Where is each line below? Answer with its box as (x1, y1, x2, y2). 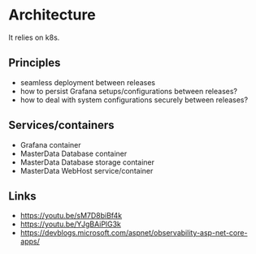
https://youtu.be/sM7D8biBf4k (20, 211, 123, 221)
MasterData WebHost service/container (20, 166, 154, 175)
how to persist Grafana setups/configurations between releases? (20, 86, 238, 96)
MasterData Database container (20, 149, 128, 158)
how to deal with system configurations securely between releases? (20, 95, 249, 105)
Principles (8, 56, 61, 70)
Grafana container (20, 140, 81, 149)
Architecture (8, 6, 96, 24)
